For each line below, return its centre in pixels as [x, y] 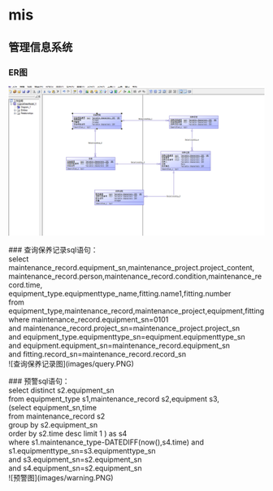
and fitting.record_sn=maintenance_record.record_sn [97, 354]
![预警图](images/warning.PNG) [61, 478]
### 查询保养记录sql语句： [53, 250]
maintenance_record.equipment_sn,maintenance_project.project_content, [132, 268]
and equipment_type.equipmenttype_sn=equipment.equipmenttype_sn [127, 337]
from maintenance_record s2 [57, 416]
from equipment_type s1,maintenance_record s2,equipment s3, [114, 399]
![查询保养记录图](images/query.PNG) [71, 364]
